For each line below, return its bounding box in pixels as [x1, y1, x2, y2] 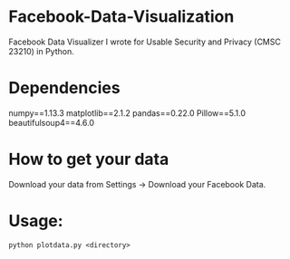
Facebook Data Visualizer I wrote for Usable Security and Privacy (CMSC [8, 36, 282, 47]
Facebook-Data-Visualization [8, 6, 235, 27]
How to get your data [8, 149, 169, 169]
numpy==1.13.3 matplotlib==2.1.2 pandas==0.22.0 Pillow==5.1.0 [8, 107, 246, 119]
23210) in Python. [8, 45, 74, 56]
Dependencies [8, 78, 121, 99]
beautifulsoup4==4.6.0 [8, 117, 95, 128]
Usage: [8, 211, 64, 231]
